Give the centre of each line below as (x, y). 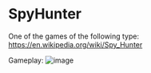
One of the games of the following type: (74, 36)
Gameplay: (26, 60)
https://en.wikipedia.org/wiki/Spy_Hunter (75, 44)
